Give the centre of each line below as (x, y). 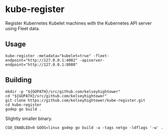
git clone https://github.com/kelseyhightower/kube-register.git (75, 100)
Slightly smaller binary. (29, 118)
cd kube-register (23, 105)
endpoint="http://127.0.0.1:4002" (42, 60)
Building (18, 80)
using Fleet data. (23, 28)
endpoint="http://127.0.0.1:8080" (42, 64)
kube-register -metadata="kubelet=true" (48, 56)
